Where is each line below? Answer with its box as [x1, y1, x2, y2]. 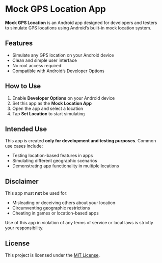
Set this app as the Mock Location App [12, 100, 92, 106]
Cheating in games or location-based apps [12, 210, 99, 216]
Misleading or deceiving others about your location [12, 200, 116, 206]
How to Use [5, 82, 41, 90]
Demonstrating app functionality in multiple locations [12, 163, 119, 169]
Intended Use [5, 125, 47, 133]
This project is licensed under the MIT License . [5, 252, 100, 258]
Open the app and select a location [12, 105, 83, 111]
